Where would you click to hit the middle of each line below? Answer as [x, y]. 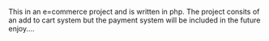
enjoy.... [21, 29]
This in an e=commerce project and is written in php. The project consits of [134, 12]
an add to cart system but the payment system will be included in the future [134, 20]
